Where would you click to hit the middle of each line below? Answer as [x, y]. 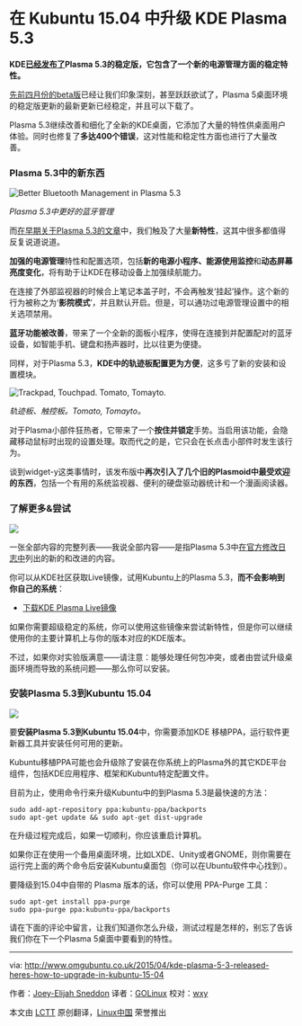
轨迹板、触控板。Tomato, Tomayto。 [77, 411]
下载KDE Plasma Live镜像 [69, 607]
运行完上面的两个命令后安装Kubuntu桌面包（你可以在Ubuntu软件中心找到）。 [151, 865]
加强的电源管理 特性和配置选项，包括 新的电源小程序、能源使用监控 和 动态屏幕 [151, 261]
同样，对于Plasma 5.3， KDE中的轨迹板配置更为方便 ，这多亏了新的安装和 [144, 363]
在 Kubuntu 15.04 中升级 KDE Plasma [148, 18]
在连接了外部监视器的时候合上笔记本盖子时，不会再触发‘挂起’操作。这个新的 [149, 291]
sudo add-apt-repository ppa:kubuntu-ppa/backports [108, 809]
